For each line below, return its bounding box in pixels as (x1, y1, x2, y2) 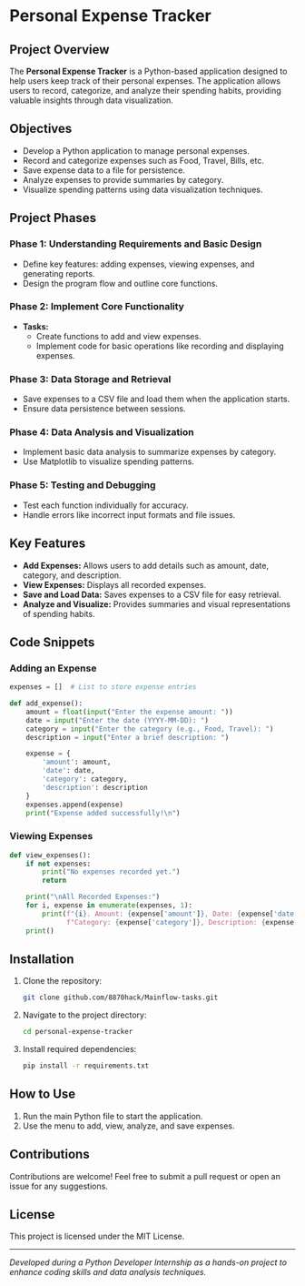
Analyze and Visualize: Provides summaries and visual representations (22, 598, 290, 610)
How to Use (9, 1087, 76, 1102)
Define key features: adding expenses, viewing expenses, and (22, 258, 255, 269)
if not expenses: (25, 859, 92, 868)
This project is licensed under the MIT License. (9, 1230, 185, 1242)
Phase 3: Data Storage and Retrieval (9, 372, 172, 385)
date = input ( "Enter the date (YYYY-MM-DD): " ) (25, 715, 209, 724)
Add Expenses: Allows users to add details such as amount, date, (22, 560, 270, 571)
